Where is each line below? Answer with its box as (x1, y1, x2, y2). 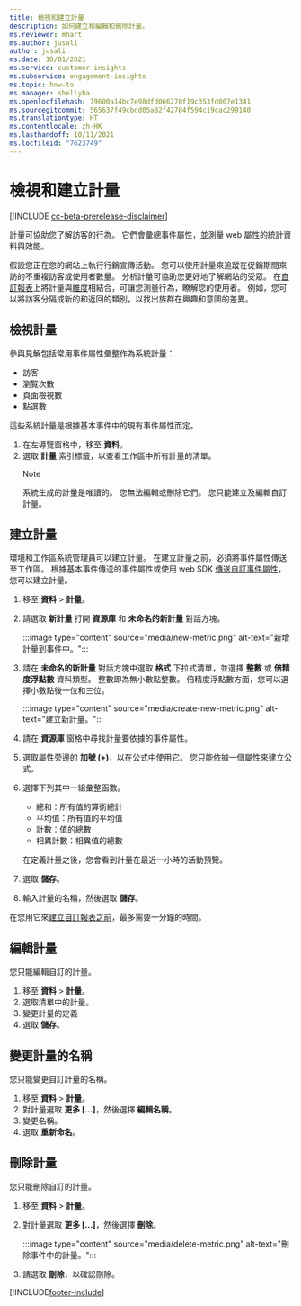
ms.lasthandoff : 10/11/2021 (9, 131, 115, 140)
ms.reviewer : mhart (9, 30, 83, 39)
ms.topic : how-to (9, 80, 75, 89)
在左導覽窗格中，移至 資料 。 (22, 438, 128, 450)
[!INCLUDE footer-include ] (9, 1286, 105, 1297)
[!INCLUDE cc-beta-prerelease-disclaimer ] (9, 211, 168, 221)
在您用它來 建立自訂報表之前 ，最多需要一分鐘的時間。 (9, 912, 207, 923)
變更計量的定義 (22, 1008, 78, 1019)
